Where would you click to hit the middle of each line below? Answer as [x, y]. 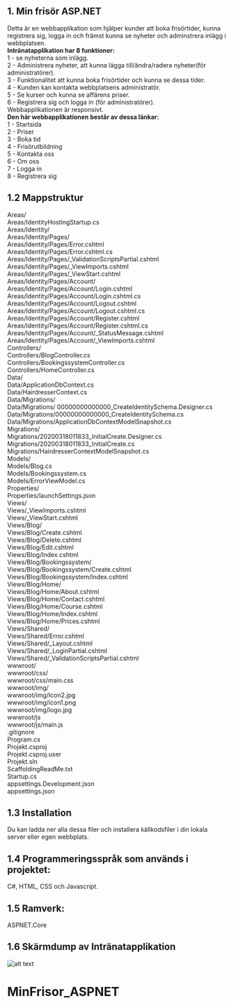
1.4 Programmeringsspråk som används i [98, 859]
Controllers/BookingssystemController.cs [66, 362]
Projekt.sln [23, 762]
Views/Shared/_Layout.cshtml [50, 643]
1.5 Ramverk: [36, 908]
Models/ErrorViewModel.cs [46, 481]
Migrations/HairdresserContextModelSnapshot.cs [78, 451]
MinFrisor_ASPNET [63, 992]
